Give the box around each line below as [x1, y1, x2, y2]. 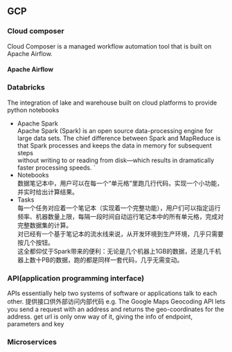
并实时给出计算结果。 [17, 187, 78, 196]
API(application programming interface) [7, 273, 145, 283]
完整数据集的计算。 [17, 221, 73, 229]
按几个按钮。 [17, 238, 54, 247]
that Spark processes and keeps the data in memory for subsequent [17, 141, 213, 150]
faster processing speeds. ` [17, 163, 96, 172]
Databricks [7, 82, 45, 92]
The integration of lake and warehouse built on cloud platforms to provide [7, 98, 217, 107]
